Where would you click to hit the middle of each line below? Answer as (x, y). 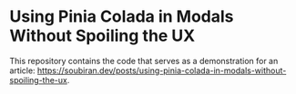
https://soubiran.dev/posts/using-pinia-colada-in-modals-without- (162, 70)
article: (22, 70)
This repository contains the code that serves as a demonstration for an (144, 61)
